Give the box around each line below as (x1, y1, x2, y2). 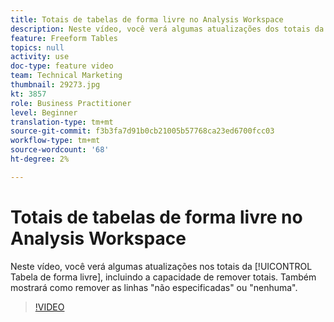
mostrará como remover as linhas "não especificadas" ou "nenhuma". (10, 281, 298, 293)
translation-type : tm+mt (10, 117, 114, 127)
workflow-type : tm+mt (10, 136, 101, 146)
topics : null (10, 42, 65, 53)
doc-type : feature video (10, 61, 114, 71)
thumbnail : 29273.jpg (10, 80, 101, 90)
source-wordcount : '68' (10, 145, 110, 155)
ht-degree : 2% (10, 154, 70, 164)
